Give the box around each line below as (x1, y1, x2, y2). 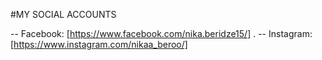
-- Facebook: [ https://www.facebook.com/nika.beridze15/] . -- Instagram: (10, 28, 313, 39)
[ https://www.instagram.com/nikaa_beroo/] (10, 39, 188, 50)
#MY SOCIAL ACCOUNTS (10, 9, 117, 20)
